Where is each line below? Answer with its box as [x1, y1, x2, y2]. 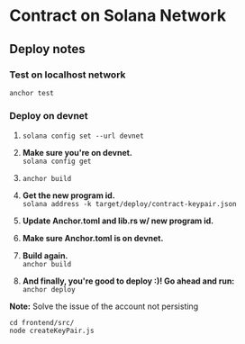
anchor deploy [22, 285, 76, 294]
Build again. [22, 250, 68, 261]
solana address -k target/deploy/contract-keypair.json [22, 200, 237, 209]
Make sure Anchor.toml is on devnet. [22, 233, 164, 244]
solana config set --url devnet [22, 131, 144, 140]
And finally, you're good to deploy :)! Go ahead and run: [22, 276, 235, 286]
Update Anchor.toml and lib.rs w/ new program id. [22, 215, 214, 226]
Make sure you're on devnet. [22, 148, 133, 158]
